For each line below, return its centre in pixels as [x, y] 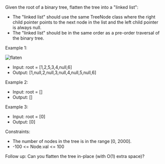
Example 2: [17, 82]
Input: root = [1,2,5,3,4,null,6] [42, 67]
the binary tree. [28, 38]
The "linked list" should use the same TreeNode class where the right [84, 17]
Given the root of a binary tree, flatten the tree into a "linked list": [72, 7]
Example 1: [16, 48]
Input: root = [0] [29, 116]
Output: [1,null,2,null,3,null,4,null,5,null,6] [54, 72]
